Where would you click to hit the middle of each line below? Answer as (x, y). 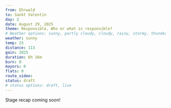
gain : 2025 (17, 52)
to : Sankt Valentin (26, 15)
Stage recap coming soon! (33, 100)
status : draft (20, 81)
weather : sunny (21, 39)
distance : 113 (20, 48)
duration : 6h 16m (24, 57)
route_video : (19, 76)
